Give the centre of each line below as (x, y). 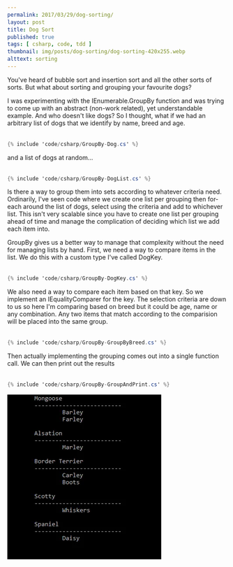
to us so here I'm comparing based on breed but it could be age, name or (112, 307)
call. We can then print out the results (61, 363)
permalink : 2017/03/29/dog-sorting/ (60, 15)
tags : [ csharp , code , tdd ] (50, 44)
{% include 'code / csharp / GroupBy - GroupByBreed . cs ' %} (87, 343)
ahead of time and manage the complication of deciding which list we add (113, 222)
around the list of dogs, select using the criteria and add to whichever (123, 207)
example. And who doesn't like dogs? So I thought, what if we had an (106, 115)
